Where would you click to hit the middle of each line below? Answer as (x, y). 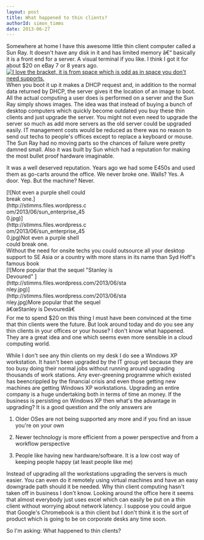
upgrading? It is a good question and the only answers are (79, 407)
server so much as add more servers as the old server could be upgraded (99, 124)
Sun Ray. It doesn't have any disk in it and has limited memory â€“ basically (101, 53)
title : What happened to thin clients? (57, 18)
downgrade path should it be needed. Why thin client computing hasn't (95, 486)
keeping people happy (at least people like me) (74, 462)
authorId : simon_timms (35, 23)
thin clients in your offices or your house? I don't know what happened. (96, 331)
